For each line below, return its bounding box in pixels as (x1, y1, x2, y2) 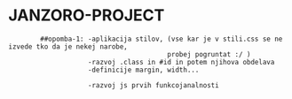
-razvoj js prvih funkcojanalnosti (87, 80, 219, 89)
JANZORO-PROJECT (8, 5, 165, 26)
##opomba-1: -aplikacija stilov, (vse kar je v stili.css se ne (40, 34, 283, 43)
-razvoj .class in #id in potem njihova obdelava (87, 57, 275, 66)
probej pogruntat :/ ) (167, 49, 251, 58)
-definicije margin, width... (87, 65, 200, 74)
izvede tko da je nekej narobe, (8, 42, 128, 51)
